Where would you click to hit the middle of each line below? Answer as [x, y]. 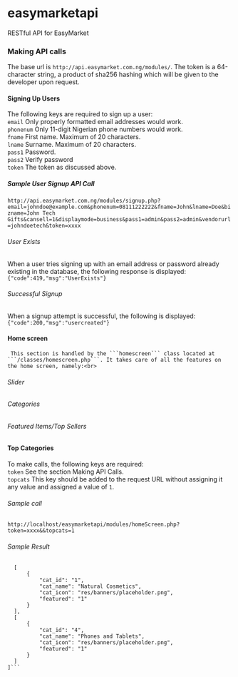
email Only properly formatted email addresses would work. [95, 122]
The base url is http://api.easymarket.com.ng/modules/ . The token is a [112, 67]
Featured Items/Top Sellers [47, 426]
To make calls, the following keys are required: [76, 464]
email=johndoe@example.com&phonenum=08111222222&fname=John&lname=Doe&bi [119, 207]
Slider [16, 382]
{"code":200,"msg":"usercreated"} [59, 322]
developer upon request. [43, 82]
